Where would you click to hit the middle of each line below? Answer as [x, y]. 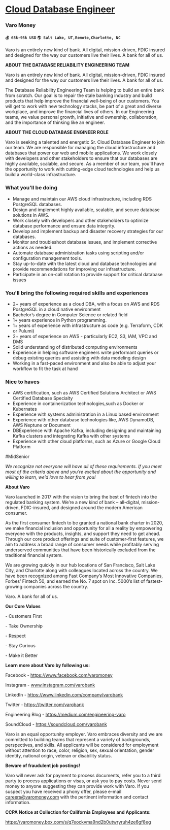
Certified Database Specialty [43, 398]
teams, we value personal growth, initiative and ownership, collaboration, [82, 117]
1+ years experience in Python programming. [60, 320]
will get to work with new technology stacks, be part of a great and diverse [83, 106]
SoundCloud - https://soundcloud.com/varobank [56, 724]
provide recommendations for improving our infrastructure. [74, 269]
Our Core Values [23, 606]
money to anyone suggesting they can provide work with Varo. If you [77, 786]
